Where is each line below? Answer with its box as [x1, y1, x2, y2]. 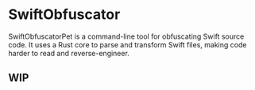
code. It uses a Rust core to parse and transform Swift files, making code [8, 39, 247, 49]
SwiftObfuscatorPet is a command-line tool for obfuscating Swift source [8, 32, 245, 41]
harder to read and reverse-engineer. [8, 48, 129, 58]
